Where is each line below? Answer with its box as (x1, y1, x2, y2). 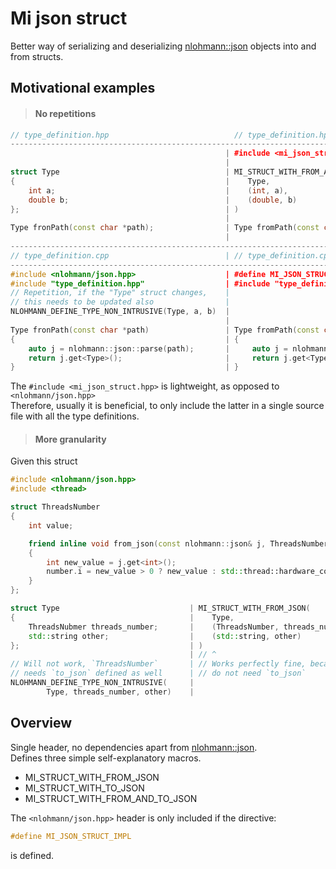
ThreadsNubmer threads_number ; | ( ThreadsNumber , (28, 622, 280, 632)
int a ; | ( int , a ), (28, 185, 288, 196)
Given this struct (10, 455, 78, 467)
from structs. (10, 50, 64, 62)
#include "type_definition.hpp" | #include (10, 278, 271, 289)
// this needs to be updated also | (10, 297, 230, 307)
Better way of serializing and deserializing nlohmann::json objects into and (10, 40, 317, 52)
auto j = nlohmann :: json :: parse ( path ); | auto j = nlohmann (28, 343, 329, 354)
